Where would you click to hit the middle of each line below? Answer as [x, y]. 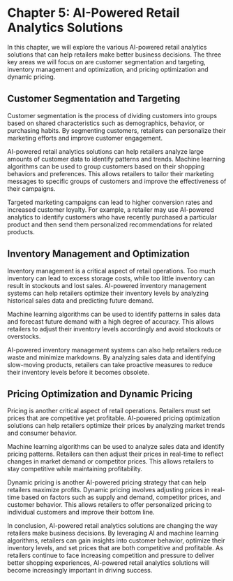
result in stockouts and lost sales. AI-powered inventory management [107, 285]
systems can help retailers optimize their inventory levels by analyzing [108, 293]
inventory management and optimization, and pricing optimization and [108, 69]
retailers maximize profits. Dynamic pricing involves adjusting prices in [109, 490]
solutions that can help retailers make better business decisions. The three [114, 55]
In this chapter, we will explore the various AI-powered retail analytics [107, 47]
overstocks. [24, 336]
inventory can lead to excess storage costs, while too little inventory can [111, 278]
